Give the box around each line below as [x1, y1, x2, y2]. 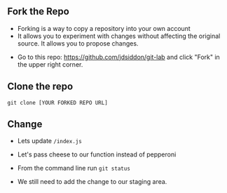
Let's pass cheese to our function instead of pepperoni [17, 150, 177, 159]
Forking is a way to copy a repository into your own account [17, 24, 191, 32]
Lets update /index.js [17, 137, 82, 145]
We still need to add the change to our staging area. [17, 178, 167, 186]
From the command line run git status [17, 164, 131, 173]
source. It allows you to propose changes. [17, 39, 139, 48]
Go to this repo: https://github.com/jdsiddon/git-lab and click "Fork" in [17, 53, 221, 61]
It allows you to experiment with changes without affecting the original [17, 32, 221, 40]
